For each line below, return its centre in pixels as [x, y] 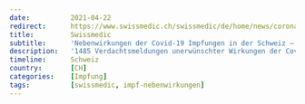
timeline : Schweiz [54, 60]
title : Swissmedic [60, 34]
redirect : [28, 26]
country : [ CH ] [49, 69]
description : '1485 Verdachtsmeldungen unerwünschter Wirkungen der [146, 52]
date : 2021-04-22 [60, 18]
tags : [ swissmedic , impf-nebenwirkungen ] [107, 85]
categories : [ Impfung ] [58, 77]
